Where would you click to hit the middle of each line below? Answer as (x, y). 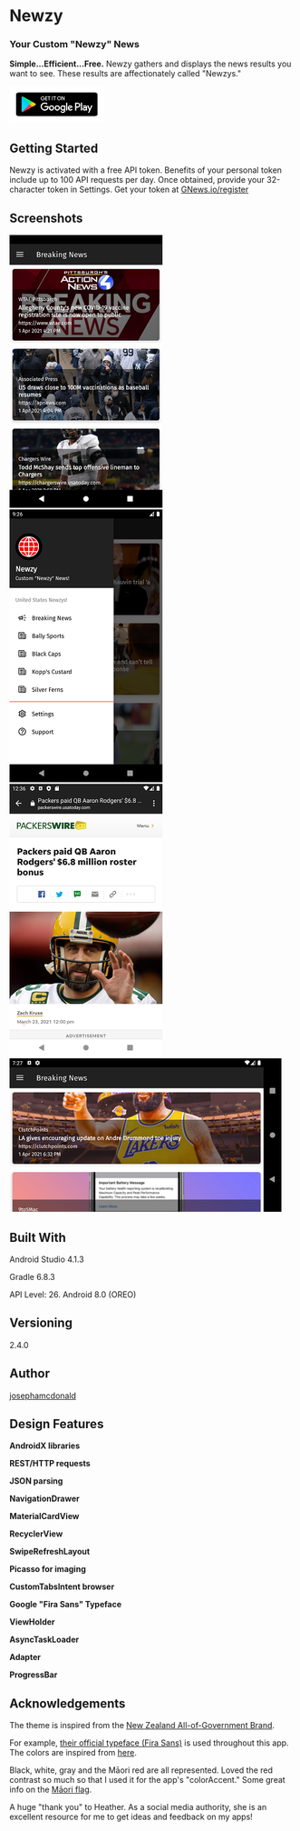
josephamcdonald (43, 1396)
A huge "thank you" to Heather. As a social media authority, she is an (138, 1807)
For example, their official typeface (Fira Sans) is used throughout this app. (149, 1743)
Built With (38, 1237)
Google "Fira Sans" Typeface (66, 1605)
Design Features (57, 1424)
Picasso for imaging (48, 1569)
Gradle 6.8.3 (33, 1276)
